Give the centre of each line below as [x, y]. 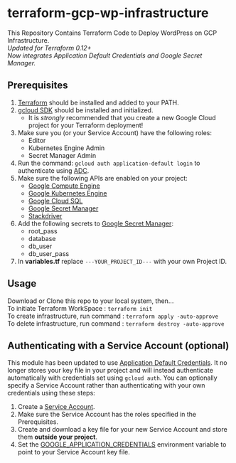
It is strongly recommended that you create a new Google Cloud [122, 117]
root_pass [43, 231]
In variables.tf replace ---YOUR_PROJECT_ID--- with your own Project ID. [122, 261]
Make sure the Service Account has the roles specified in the [107, 415]
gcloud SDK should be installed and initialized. [85, 110]
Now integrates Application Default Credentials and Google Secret [105, 55]
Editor [37, 140]
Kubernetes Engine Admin [66, 148]
